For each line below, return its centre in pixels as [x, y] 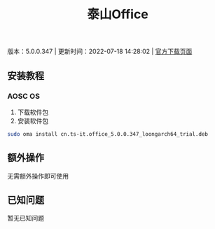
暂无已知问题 [26, 218]
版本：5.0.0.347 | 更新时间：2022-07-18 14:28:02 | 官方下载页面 [100, 51]
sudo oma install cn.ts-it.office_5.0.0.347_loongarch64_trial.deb [108, 134]
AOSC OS [24, 96]
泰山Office [118, 14]
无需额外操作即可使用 [38, 176]
